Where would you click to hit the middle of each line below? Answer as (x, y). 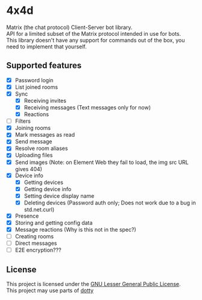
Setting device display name (59, 196)
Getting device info (48, 189)
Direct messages (36, 243)
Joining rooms (33, 128)
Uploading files (34, 155)
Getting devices (43, 182)
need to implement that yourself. (47, 47)
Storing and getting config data (54, 223)
